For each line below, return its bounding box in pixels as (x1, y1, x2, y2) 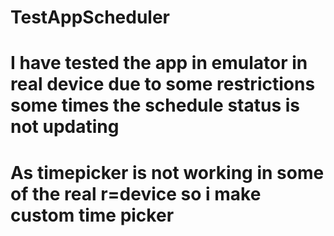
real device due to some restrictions (10, 73, 316, 96)
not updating (10, 116, 120, 138)
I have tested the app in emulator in (10, 52, 308, 75)
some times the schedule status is (10, 94, 301, 117)
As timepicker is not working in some (10, 161, 325, 184)
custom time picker (10, 204, 175, 226)
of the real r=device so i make (10, 182, 262, 205)
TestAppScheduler (10, 6, 170, 29)
